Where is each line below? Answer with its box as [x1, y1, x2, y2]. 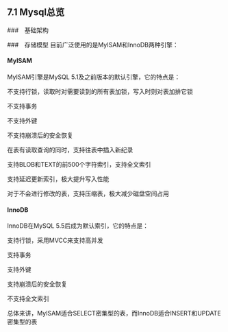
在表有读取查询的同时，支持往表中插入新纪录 [7, 146, 134, 154]
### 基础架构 [7, 26, 49, 34]
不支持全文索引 [7, 294, 49, 303]
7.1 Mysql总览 [7, 6, 65, 19]
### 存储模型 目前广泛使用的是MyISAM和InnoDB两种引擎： [7, 40, 179, 49]
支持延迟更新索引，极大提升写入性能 [7, 175, 110, 183]
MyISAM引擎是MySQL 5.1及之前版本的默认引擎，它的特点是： [7, 73, 181, 81]
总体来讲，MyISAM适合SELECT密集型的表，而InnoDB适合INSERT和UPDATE [7, 309, 221, 318]
